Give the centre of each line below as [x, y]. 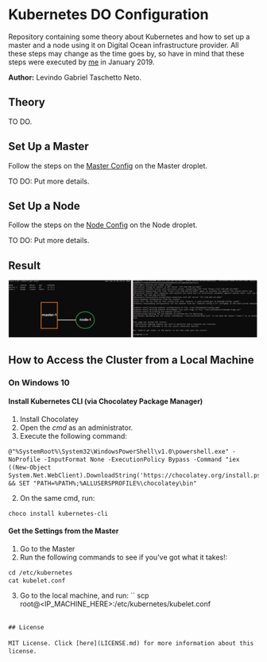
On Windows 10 [39, 382]
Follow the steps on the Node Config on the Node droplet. [103, 225]
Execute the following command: [73, 436]
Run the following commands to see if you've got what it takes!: [124, 557]
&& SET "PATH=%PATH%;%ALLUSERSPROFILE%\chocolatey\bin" [103, 483]
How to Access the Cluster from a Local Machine [131, 360]
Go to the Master [47, 549]
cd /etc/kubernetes [41, 573]
